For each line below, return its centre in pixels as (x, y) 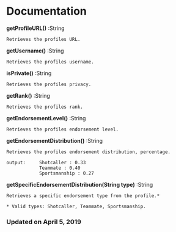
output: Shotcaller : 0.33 (46, 162)
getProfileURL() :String (36, 28)
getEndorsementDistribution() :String (54, 140)
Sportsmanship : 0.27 (67, 173)
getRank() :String (28, 95)
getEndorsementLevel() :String (46, 118)
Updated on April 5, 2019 (44, 222)
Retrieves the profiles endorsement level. (63, 129)
